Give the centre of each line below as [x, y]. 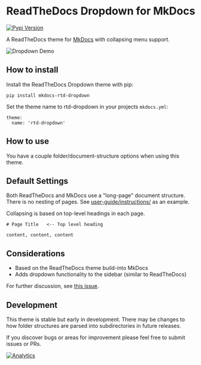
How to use [28, 142]
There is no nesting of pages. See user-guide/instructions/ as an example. [98, 202]
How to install [32, 70]
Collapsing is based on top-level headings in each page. [76, 213]
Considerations [36, 253]
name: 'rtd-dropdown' [39, 123]
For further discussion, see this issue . [52, 286]
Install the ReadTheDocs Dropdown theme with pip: [70, 84]
